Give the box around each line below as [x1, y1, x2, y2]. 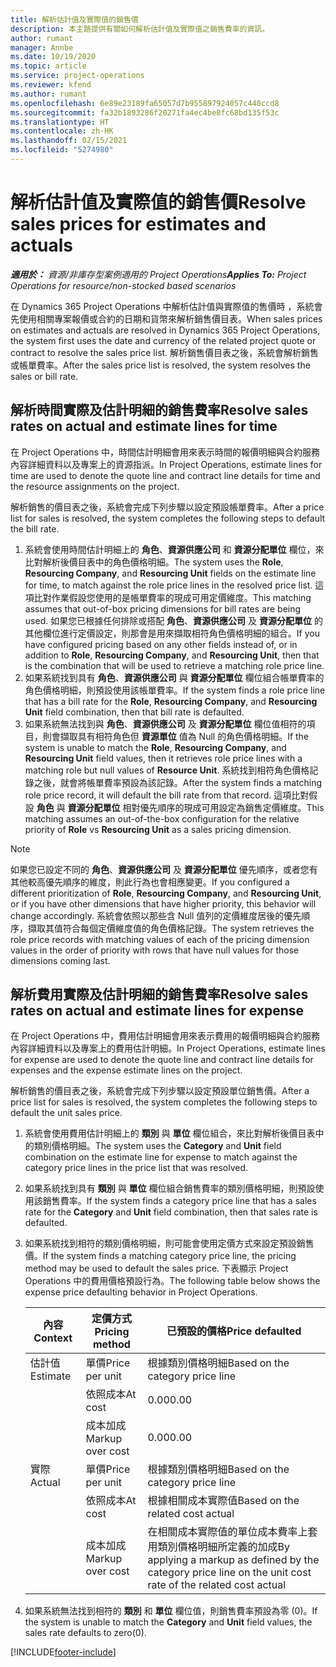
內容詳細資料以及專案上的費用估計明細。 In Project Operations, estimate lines [10, 1042, 326, 1055]
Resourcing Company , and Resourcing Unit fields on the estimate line [24, 567, 317, 579]
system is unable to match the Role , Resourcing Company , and [24, 741, 287, 753]
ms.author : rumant [10, 89, 87, 99]
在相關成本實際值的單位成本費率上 [147, 1525, 308, 1539]
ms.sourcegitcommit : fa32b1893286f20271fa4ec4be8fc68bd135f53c [10, 107, 280, 118]
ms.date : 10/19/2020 [10, 52, 97, 62]
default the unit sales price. [10, 1107, 123, 1119]
